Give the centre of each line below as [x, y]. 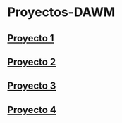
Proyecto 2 [32, 61]
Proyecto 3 [32, 86]
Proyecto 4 [32, 110]
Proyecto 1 [31, 38]
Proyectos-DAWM [61, 12]
